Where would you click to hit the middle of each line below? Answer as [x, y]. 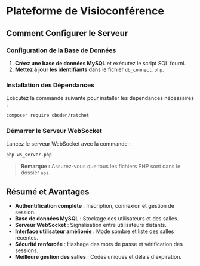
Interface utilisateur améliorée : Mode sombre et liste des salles [94, 231]
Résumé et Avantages [48, 191]
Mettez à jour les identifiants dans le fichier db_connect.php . [89, 69]
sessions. [27, 250]
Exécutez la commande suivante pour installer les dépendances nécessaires [100, 98]
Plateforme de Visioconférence [85, 11]
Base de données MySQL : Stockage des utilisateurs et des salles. [97, 219]
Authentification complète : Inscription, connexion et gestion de [95, 206]
